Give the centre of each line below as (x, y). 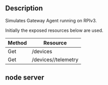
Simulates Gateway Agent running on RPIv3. (51, 20)
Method (17, 42)
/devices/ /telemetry (55, 59)
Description (24, 8)
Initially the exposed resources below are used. (54, 30)
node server (25, 78)
